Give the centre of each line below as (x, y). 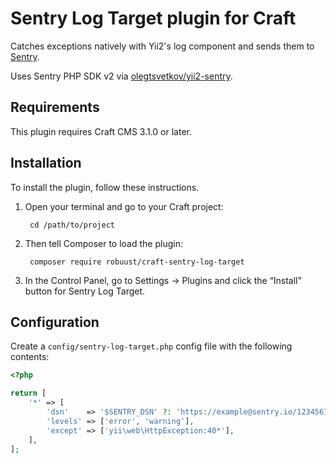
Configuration (55, 322)
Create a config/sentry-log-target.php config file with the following (151, 346)
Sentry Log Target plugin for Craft (153, 18)
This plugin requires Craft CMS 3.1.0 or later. (101, 131)
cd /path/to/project (72, 225)
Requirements (55, 107)
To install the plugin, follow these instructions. (105, 187)
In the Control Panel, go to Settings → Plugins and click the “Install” (163, 280)
